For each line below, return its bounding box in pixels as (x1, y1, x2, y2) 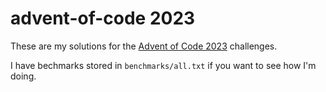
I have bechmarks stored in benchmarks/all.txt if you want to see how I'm (10, 59, 317, 71)
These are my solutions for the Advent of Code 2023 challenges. (10, 40, 278, 52)
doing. (10, 70, 37, 82)
